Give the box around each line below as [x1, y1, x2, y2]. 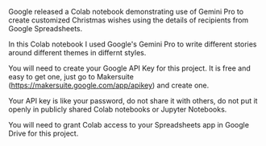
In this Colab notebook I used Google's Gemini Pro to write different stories [8, 39, 257, 49]
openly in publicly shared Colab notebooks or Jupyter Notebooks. [8, 104, 227, 114]
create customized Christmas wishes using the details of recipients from [8, 15, 249, 25]
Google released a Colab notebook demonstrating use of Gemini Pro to [8, 7, 244, 16]
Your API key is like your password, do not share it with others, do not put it [8, 96, 258, 105]
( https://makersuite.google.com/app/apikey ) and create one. [8, 80, 210, 90]
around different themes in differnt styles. [8, 48, 147, 57]
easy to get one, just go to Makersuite [8, 72, 135, 81]
